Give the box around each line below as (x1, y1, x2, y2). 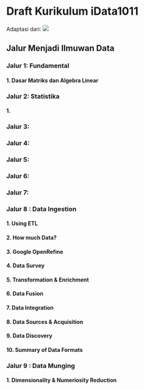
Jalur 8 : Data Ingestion (6, 204, 77, 213)
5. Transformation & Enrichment (6, 276, 90, 283)
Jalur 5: (6, 155, 29, 164)
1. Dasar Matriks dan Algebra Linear (6, 77, 99, 84)
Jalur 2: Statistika (6, 92, 60, 101)
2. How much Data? (6, 234, 57, 242)
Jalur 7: (6, 188, 29, 197)
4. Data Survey (6, 262, 45, 269)
